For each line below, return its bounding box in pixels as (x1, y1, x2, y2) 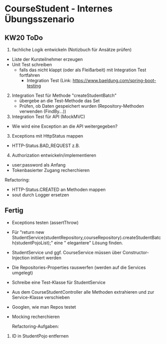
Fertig (4, 206, 23, 215)
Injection (11, 255, 30, 261)
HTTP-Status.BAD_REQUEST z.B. (11, 143, 80, 149)
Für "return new (11, 229, 44, 235)
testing (26, 83, 41, 89)
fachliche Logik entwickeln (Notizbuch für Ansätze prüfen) (11, 47, 132, 52)
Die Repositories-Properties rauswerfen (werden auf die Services (11, 264, 146, 270)
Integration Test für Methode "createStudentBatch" (11, 93, 117, 98)
